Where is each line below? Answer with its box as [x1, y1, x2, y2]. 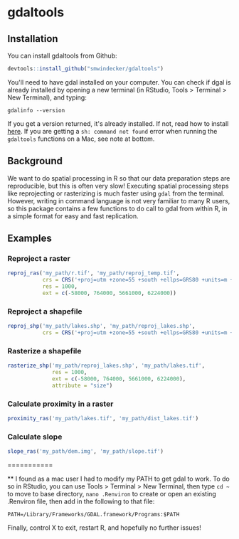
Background [7, 155, 63, 167]
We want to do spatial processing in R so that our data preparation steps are [7, 174, 230, 182]
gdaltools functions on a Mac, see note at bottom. [7, 134, 155, 143]
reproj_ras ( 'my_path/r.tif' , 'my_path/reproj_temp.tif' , [7, 269, 180, 277]
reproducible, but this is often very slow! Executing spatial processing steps [7, 181, 229, 190]
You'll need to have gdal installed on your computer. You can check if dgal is [7, 78, 231, 86]
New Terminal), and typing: [7, 93, 87, 102]
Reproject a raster [7, 254, 71, 263]
